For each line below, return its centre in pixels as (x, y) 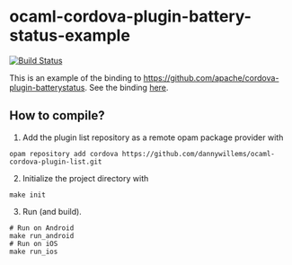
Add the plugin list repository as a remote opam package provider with (153, 137)
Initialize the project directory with (85, 178)
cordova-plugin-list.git (56, 162)
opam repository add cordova (64, 154)
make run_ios (34, 252)
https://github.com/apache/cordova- (211, 77)
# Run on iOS (34, 243)
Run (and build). (52, 211)
